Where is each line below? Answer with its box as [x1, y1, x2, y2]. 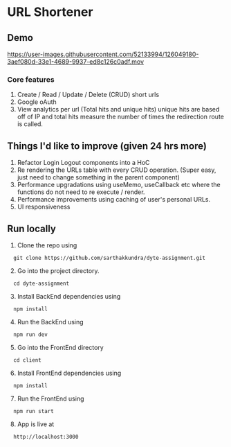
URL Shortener [7, 4, 93, 20]
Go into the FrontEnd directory [17, 343, 104, 351]
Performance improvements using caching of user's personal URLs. [17, 195, 211, 204]
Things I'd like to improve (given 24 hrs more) [7, 140, 207, 152]
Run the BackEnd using [17, 317, 84, 326]
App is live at [17, 420, 55, 428]
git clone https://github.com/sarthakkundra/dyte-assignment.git [13, 254, 206, 261]
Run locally [7, 222, 57, 234]
